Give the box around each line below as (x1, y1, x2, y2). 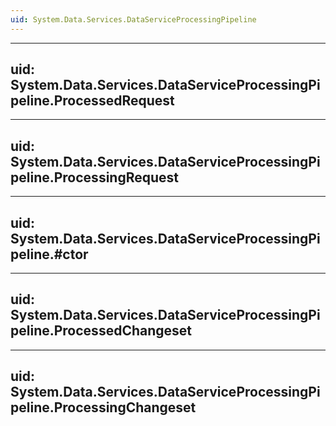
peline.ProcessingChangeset (10, 399, 197, 416)
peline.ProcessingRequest (10, 169, 179, 186)
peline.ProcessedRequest (10, 92, 175, 110)
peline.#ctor (10, 246, 89, 263)
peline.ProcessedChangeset (10, 322, 193, 340)
